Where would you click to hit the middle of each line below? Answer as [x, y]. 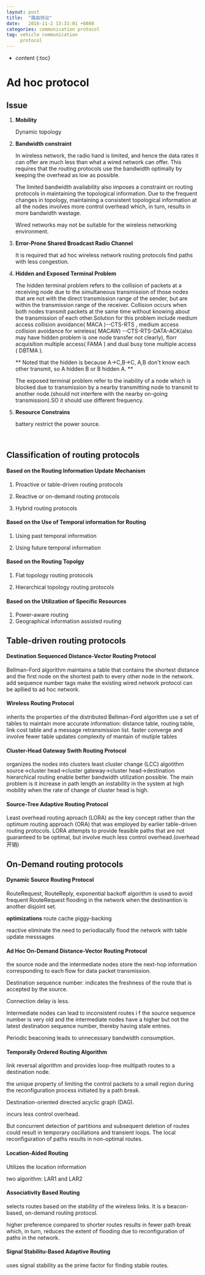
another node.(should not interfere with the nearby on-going [91, 394]
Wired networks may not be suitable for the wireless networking [96, 225]
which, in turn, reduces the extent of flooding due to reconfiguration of [95, 1231]
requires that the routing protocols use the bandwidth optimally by [99, 168]
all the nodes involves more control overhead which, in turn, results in [103, 206]
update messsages [30, 937]
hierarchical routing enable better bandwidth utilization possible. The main [100, 777]
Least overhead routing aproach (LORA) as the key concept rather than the [101, 818]
